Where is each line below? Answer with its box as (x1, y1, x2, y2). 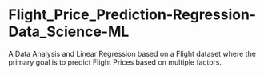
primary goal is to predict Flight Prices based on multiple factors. (8, 57, 222, 67)
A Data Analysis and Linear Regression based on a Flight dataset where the (8, 49, 256, 58)
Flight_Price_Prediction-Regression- (8, 6, 257, 24)
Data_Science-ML (8, 22, 130, 41)
